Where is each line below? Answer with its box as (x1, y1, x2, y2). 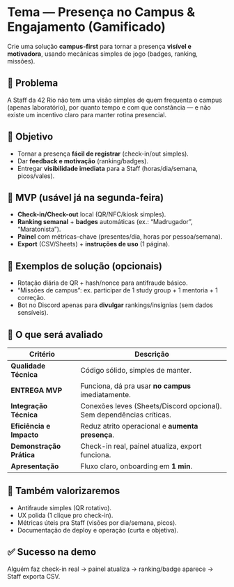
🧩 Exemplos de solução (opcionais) (7, 260, 162, 272)
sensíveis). (17, 309, 49, 317)
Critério (29, 350, 56, 359)
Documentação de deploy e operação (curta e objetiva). (17, 526, 179, 534)
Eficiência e (10, 422, 51, 431)
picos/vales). (17, 172, 55, 180)
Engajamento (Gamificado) (7, 19, 166, 35)
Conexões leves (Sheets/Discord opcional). (79, 401, 222, 410)
